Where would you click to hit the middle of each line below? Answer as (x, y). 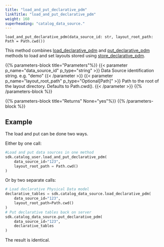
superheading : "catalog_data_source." (45, 23)
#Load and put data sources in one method (49, 153)
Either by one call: (23, 143)
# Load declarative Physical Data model (47, 189)
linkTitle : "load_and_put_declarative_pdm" (51, 14)
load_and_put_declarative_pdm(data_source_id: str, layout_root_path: (79, 37)
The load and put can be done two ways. (47, 134)
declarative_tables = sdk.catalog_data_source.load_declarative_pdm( (78, 194)
